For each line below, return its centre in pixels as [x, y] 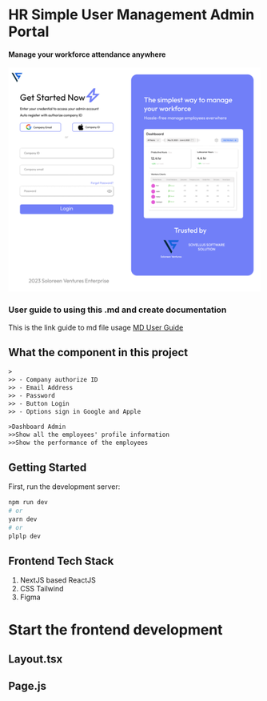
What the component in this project [98, 353]
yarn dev [23, 519]
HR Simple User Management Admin [132, 15]
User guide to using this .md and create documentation [118, 310]
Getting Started [48, 467]
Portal [29, 32]
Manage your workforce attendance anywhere [87, 54]
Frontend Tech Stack [61, 561]
